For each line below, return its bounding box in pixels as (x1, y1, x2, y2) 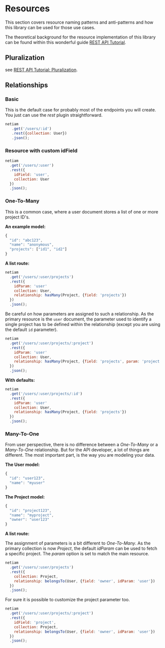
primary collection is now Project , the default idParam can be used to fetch (5, 545, 158, 551)
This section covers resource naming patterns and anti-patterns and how (5, 19, 154, 25)
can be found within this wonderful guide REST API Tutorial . (5, 39, 127, 45)
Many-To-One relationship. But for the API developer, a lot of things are (5, 447, 150, 453)
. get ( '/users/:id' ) (11, 126, 52, 131)
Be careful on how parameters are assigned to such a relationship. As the (5, 311, 154, 317)
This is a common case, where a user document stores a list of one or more (5, 209, 159, 215)
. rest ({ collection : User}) (11, 131, 67, 136)
